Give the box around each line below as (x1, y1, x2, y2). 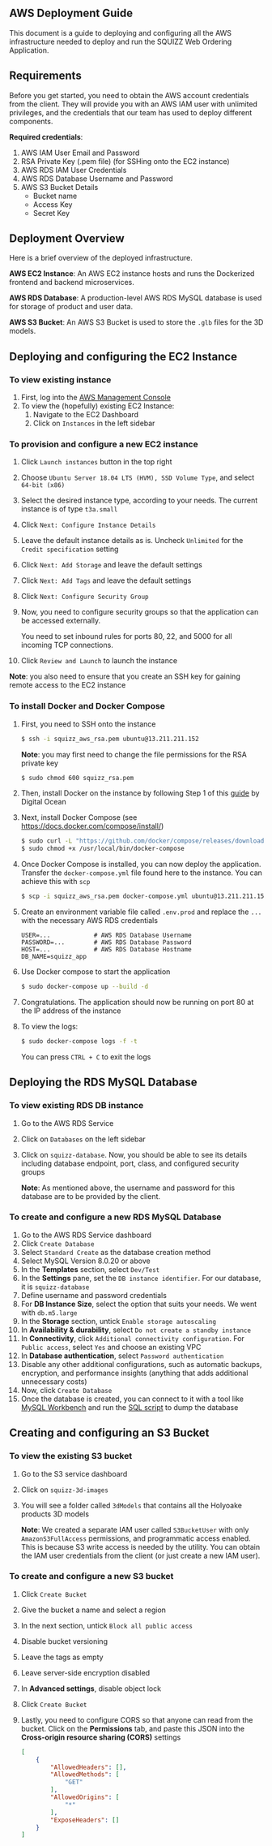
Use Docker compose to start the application (20, 967, 171, 977)
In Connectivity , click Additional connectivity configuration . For (20, 1333, 245, 1343)
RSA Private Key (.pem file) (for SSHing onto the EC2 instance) (20, 156, 230, 166)
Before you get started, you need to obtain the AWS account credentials (9, 90, 249, 100)
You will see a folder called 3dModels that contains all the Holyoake (20, 1500, 242, 1510)
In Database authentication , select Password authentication (20, 1351, 224, 1361)
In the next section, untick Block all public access (20, 1620, 193, 1630)
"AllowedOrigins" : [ (50, 1793, 120, 1801)
